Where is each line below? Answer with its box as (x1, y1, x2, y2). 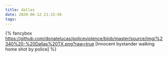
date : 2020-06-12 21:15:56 (5, 12, 62, 17)
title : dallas (5, 7, 35, 12)
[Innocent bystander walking (95, 41, 155, 47)
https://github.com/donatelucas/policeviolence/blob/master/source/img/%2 (5, 35, 163, 41)
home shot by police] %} (5, 46, 57, 52)
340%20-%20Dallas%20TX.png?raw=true (5, 41, 94, 47)
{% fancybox (5, 30, 32, 36)
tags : (5, 16, 17, 21)
